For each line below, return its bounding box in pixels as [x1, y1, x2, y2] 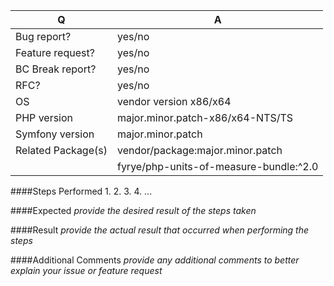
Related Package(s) [15, 144, 108, 157]
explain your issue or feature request [10, 265, 163, 276]
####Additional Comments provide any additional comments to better [10, 254, 300, 266]
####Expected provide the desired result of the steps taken [10, 205, 257, 216]
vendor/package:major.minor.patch [116, 144, 283, 157]
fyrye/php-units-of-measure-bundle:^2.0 [116, 160, 319, 173]
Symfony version [15, 127, 95, 141]
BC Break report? [15, 62, 97, 76]
